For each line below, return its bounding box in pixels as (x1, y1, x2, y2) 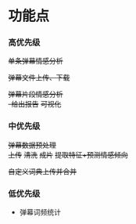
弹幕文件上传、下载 (8, 73, 70, 82)
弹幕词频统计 (19, 208, 61, 217)
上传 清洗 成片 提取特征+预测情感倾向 (8, 150, 129, 159)
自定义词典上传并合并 (8, 166, 77, 176)
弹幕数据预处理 (8, 140, 56, 150)
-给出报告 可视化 (8, 99, 62, 109)
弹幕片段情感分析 (8, 89, 63, 99)
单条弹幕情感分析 (8, 56, 63, 66)
